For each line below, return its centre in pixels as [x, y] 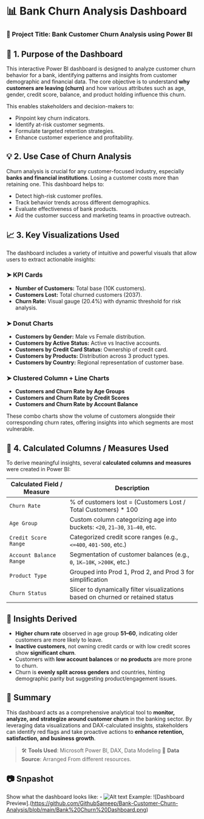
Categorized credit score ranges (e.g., [124, 537]
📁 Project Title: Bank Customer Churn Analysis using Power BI [100, 35]
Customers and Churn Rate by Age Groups [70, 392]
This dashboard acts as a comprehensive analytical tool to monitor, [90, 712]
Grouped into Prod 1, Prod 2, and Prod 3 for [132, 572]
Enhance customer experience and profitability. [74, 137]
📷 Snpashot [30, 779]
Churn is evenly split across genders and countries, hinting [90, 672]
